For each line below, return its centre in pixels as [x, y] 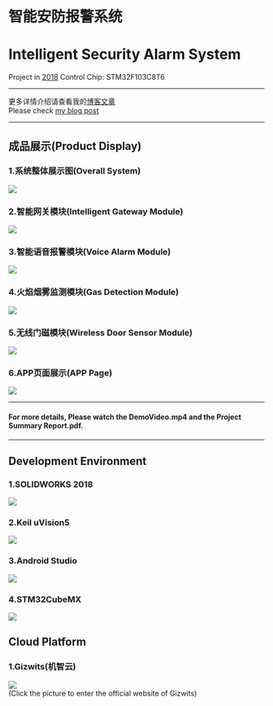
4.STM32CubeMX [45, 599]
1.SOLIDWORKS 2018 [51, 484]
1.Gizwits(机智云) [42, 667]
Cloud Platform [48, 642]
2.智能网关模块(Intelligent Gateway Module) [96, 211]
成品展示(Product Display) [75, 146]
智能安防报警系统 [66, 17]
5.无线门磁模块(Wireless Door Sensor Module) [101, 332]
